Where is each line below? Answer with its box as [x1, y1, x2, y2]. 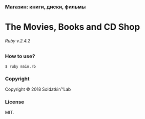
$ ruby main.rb [5, 64, 36, 69]
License [5, 99, 24, 105]
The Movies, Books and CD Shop [5, 21, 140, 33]
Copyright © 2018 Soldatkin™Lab [5, 86, 71, 92]
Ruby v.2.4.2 [5, 38, 31, 43]
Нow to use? [5, 53, 35, 59]
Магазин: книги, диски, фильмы [5, 3, 86, 10]
